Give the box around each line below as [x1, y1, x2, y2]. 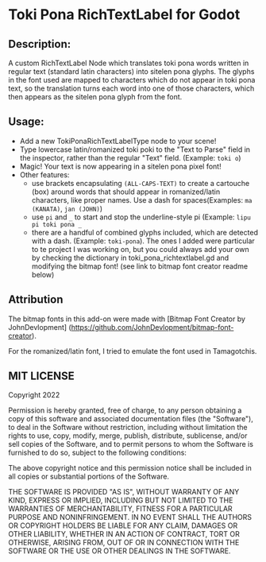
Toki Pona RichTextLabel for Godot [8, 6, 241, 24]
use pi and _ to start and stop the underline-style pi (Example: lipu [31, 212, 252, 222]
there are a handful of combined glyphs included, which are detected [31, 227, 258, 237]
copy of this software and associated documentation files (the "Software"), [8, 414, 254, 424]
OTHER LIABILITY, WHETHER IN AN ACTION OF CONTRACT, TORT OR [8, 529, 240, 539]
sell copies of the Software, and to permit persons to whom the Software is [8, 440, 254, 449]
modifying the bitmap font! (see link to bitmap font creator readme [31, 261, 249, 271]
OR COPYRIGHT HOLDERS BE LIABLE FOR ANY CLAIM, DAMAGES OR [8, 521, 238, 530]
